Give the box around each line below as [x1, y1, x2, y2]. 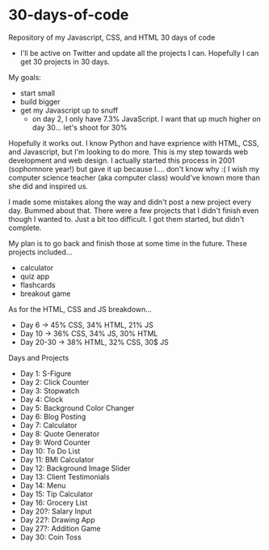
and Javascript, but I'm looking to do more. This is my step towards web [8, 147, 249, 156]
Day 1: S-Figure [19, 369, 72, 378]
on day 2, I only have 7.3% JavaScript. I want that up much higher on [32, 113, 261, 123]
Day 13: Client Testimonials [19, 471, 111, 481]
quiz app [19, 271, 50, 281]
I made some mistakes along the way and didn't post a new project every [8, 197, 252, 207]
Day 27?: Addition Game [19, 523, 101, 533]
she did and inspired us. [8, 181, 89, 191]
